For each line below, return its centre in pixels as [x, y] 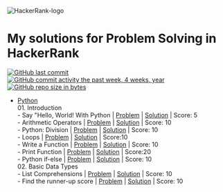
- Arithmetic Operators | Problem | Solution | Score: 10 [94, 122]
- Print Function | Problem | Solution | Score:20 [84, 151]
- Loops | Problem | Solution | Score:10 [72, 137]
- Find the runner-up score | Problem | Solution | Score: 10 [100, 181]
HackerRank [43, 54]
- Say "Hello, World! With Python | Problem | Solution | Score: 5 [107, 115]
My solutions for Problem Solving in [112, 39]
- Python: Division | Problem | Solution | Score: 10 [88, 129]
